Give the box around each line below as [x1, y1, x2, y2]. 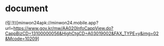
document [5, 3, 48, 14]
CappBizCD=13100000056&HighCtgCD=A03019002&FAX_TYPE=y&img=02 [5, 30, 159, 36]
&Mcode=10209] [5, 35, 40, 42]
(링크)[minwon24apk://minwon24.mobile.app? [5, 20, 99, 25]
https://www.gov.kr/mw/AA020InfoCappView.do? [13, 25, 114, 31]
